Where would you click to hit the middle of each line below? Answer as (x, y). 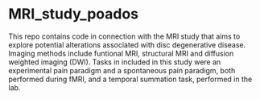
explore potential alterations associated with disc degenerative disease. (127, 44)
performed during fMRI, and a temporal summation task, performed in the (130, 79)
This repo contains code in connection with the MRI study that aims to (124, 36)
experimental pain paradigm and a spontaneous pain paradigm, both (122, 70)
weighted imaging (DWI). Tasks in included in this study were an (115, 62)
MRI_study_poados (74, 14)
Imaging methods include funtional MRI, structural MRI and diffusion (121, 53)
